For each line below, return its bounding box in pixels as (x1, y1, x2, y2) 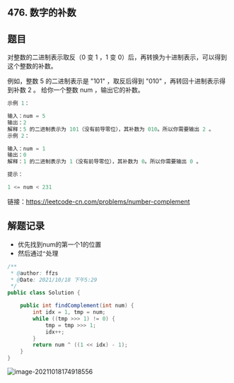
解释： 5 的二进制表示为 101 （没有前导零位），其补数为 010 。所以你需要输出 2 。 (7, 126, 214, 133)
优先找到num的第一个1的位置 (17, 240, 102, 249)
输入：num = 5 (7, 112, 46, 120)
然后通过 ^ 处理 (17, 249, 59, 257)
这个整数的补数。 (7, 62, 57, 71)
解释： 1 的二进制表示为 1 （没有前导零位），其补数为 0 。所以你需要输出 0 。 (7, 158, 202, 165)
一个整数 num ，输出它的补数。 (53, 86, 145, 94)
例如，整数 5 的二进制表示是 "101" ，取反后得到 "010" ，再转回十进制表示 (7, 77, 220, 86)
